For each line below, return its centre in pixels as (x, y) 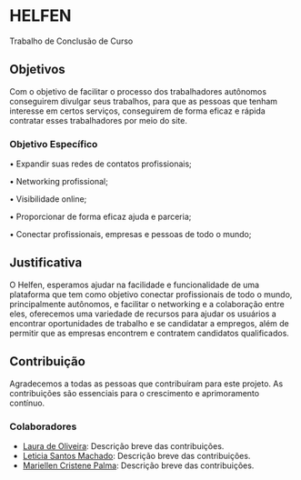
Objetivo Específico (54, 144)
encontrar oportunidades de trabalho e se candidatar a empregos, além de (149, 323)
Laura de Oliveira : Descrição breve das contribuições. (123, 445)
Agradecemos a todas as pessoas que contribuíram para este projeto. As (146, 384)
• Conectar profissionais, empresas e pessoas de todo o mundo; (130, 235)
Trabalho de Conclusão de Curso (71, 41)
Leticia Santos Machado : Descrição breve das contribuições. (136, 455)
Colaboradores (43, 426)
